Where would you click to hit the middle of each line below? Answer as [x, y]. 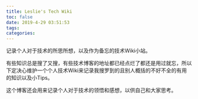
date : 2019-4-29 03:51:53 [38, 22]
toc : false [19, 17]
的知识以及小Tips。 [29, 78]
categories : [21, 33]
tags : [13, 28]
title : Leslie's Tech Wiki [39, 11]
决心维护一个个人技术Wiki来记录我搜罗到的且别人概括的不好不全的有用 [102, 70]
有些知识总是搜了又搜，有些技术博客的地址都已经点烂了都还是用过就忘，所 [96, 63]
